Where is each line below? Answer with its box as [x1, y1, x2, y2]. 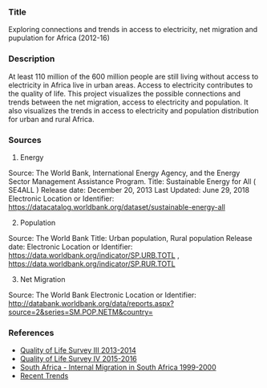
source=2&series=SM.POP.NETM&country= [8, 307, 154, 317]
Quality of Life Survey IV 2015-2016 [19, 354, 138, 364]
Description [8, 53, 55, 64]
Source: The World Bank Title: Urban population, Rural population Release [8, 233, 253, 243]
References [8, 327, 55, 338]
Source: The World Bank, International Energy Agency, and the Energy [8, 168, 241, 178]
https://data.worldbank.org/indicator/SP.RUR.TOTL [8, 259, 176, 268]
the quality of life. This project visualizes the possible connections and [8, 88, 241, 98]
